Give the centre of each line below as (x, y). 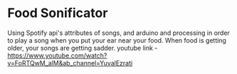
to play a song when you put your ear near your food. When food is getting (117, 40)
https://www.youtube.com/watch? (57, 55)
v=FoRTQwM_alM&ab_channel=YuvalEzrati (70, 63)
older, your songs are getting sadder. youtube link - (83, 48)
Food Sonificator (58, 13)
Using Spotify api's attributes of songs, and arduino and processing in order (118, 33)
